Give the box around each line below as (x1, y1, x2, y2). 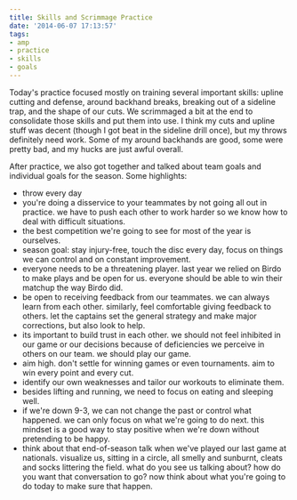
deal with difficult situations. (21, 215, 126, 227)
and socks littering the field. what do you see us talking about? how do (21, 462, 282, 472)
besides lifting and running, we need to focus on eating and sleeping (21, 386, 274, 397)
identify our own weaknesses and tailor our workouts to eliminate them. (21, 376, 285, 387)
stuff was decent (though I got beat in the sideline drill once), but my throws (9, 125, 287, 135)
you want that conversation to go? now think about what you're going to (21, 471, 286, 481)
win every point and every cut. (21, 367, 134, 378)
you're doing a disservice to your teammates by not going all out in (21, 197, 268, 207)
